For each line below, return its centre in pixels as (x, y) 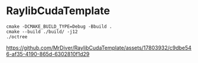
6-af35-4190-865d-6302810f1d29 (48, 54)
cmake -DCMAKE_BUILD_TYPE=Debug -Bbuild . (59, 26)
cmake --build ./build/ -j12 (42, 31)
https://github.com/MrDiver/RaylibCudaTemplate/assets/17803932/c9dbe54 (99, 48)
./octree (17, 37)
